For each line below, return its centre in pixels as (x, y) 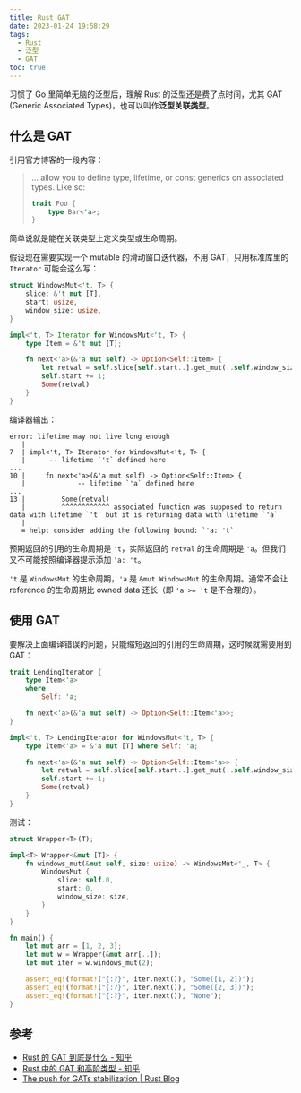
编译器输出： (33, 419)
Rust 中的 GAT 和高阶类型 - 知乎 (81, 1069)
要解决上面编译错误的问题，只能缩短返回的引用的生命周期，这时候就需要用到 (150, 644)
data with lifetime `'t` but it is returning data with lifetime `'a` (144, 515)
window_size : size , (93, 897)
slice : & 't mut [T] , (64, 294)
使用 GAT (34, 620)
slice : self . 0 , (86, 880)
